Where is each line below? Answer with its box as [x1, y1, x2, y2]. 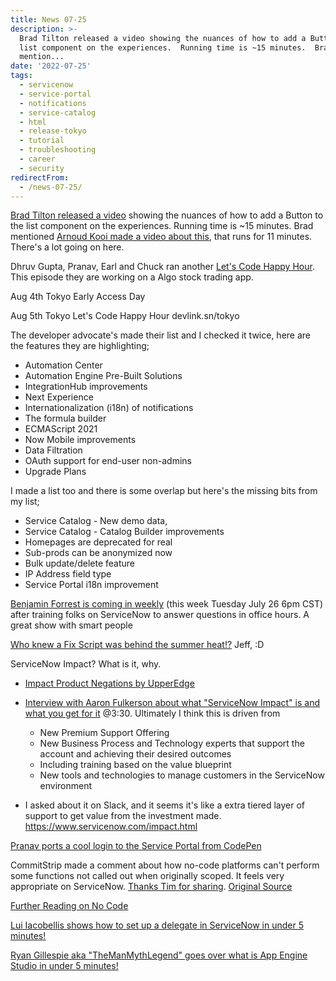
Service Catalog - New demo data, [24, 515, 168, 527]
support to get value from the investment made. [24, 810, 222, 822]
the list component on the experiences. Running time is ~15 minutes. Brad [10, 220, 314, 232]
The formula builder [24, 412, 107, 425]
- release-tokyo [19, 126, 87, 136]
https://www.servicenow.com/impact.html [24, 821, 198, 833]
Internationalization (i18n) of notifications [24, 402, 194, 414]
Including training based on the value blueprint [39, 759, 232, 771]
